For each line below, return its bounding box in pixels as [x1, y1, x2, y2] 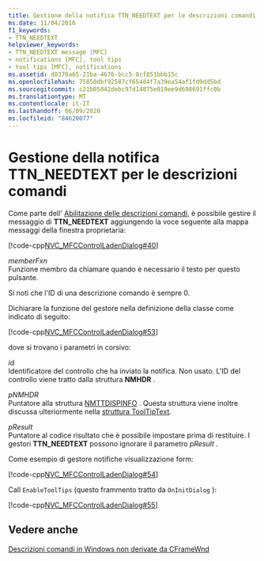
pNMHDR [8, 389, 40, 400]
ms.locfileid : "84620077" [8, 115, 93, 123]
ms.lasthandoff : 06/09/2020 [8, 108, 101, 116]
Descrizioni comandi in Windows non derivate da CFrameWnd [8, 544, 209, 554]
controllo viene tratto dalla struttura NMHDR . [8, 374, 156, 384]
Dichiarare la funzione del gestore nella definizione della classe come [8, 303, 235, 313]
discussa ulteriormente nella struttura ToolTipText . [8, 407, 172, 416]
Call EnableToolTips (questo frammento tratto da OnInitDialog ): [8, 484, 217, 495]
